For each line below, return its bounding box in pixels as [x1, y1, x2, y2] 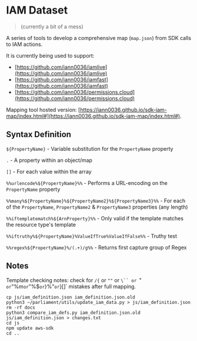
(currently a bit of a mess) [20, 23, 84, 30]
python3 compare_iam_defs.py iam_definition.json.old [6, 310, 141, 316]
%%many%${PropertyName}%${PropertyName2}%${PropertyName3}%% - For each [6, 197, 186, 204]
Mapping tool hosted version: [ [6, 106, 81, 113]
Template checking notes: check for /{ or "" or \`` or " [6, 276, 142, 283]
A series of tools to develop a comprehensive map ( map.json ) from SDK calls [6, 34, 192, 41]
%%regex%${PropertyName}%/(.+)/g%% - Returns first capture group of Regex [6, 244, 187, 251]
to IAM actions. [6, 41, 43, 48]
